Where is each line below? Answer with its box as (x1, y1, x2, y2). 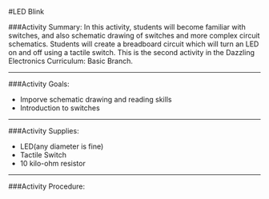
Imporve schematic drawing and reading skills (19, 95, 172, 104)
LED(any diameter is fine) (19, 141, 104, 151)
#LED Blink (8, 7, 45, 16)
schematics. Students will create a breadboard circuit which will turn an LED (8, 39, 259, 49)
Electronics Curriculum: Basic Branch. (8, 56, 134, 66)
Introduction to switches (19, 103, 100, 113)
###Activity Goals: (8, 79, 70, 89)
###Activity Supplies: (8, 126, 79, 135)
